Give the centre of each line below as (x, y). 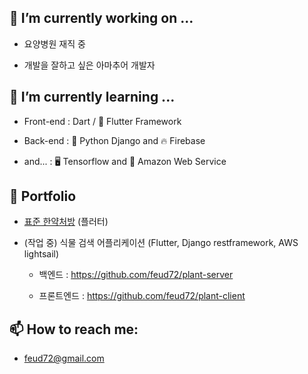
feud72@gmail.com (64, 358)
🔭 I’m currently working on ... (101, 18)
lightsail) (41, 254)
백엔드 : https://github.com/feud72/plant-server (136, 275)
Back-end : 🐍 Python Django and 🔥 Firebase (114, 140)
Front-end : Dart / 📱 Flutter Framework (102, 121)
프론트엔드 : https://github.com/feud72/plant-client (142, 296)
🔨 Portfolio (43, 196)
